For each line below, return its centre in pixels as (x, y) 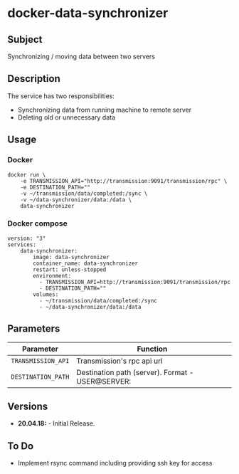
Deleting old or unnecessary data (67, 117)
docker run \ (27, 175)
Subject (25, 39)
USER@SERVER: (103, 381)
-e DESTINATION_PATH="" (55, 187)
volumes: (46, 294)
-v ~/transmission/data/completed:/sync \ (84, 194)
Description (34, 79)
